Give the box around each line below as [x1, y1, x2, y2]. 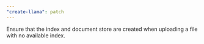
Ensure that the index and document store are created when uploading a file [6, 25, 198, 33]
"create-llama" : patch [6, 8, 64, 15]
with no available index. [6, 31, 66, 39]
